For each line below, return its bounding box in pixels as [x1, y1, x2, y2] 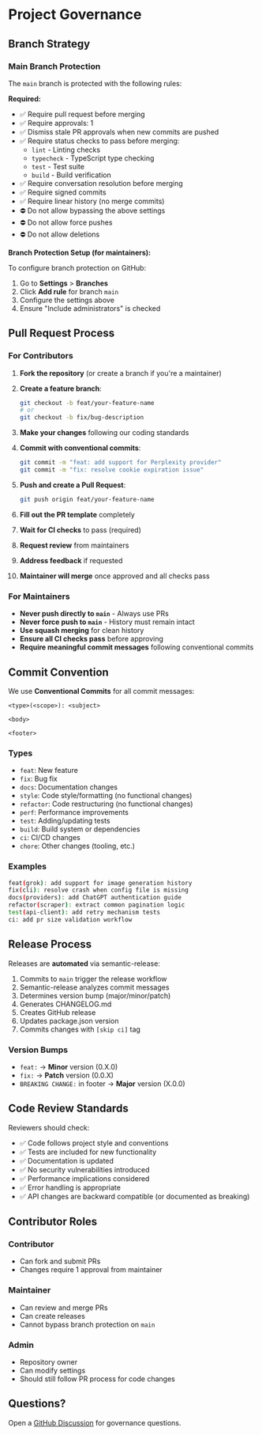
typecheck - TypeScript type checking [31, 153, 155, 163]
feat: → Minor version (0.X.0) [19, 1062, 118, 1071]
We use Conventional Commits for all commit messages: [8, 686, 195, 695]
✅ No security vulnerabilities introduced [19, 1164, 150, 1174]
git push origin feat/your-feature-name [19, 495, 155, 503]
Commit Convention [8, 665, 109, 679]
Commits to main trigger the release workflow [19, 974, 167, 983]
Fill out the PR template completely [19, 509, 136, 519]
